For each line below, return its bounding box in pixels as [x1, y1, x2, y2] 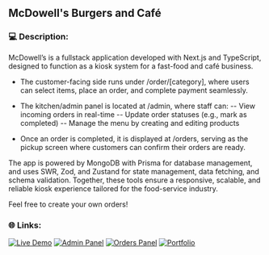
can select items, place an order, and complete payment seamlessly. [19, 85, 249, 95]
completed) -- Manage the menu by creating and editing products [19, 118, 240, 127]
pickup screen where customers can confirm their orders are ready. [19, 142, 246, 152]
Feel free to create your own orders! [8, 199, 128, 209]
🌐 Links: [8, 219, 42, 231]
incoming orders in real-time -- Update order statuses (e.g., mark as [19, 109, 248, 119]
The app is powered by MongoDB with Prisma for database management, [8, 157, 253, 168]
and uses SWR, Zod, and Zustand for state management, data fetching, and [8, 166, 260, 176]
